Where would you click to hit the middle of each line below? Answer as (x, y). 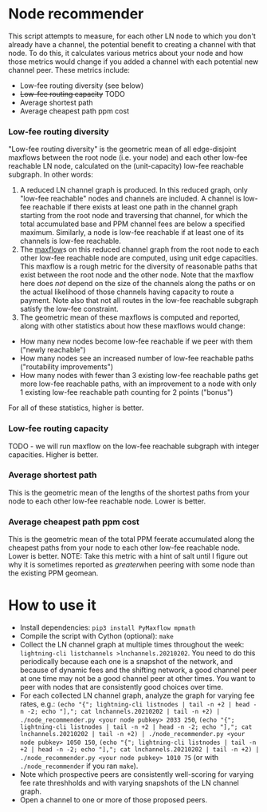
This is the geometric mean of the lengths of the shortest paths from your (129, 492)
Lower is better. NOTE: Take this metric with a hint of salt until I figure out (128, 556)
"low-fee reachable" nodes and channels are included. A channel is (130, 199)
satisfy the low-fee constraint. (69, 309)
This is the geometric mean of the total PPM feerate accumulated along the (132, 539)
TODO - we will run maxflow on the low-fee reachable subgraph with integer (134, 446)
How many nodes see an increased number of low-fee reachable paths (137, 358)
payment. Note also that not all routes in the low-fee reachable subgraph (139, 301)
